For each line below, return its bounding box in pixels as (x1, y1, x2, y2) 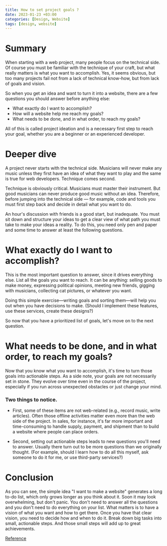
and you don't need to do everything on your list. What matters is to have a (5, 504, 159, 510)
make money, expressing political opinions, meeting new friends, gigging (5, 282, 155, 288)
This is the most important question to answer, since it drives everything (5, 272, 154, 278)
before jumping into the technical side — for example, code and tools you (5, 196, 156, 202)
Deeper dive (5, 149, 57, 160)
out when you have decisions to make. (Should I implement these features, (5, 303, 159, 309)
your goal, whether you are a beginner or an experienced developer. (5, 131, 146, 137)
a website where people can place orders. (12, 429, 99, 435)
